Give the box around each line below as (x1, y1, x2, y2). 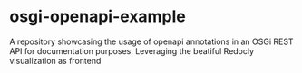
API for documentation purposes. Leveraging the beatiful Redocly (9, 45, 255, 56)
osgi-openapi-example (9, 6, 186, 27)
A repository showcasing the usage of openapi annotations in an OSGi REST (9, 36, 294, 47)
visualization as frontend (9, 55, 102, 66)
